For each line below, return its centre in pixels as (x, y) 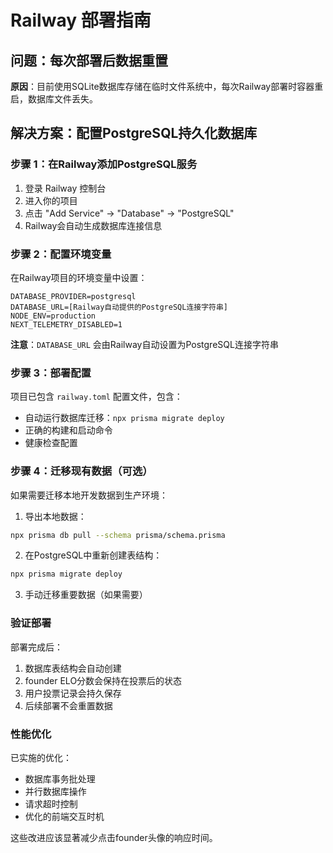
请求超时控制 (51, 803)
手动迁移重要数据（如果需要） (86, 595)
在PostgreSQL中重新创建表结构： (93, 555)
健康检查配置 (51, 443)
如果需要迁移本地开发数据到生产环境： (89, 495)
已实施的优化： (41, 757)
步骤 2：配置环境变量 (61, 254)
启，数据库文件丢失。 (54, 99)
